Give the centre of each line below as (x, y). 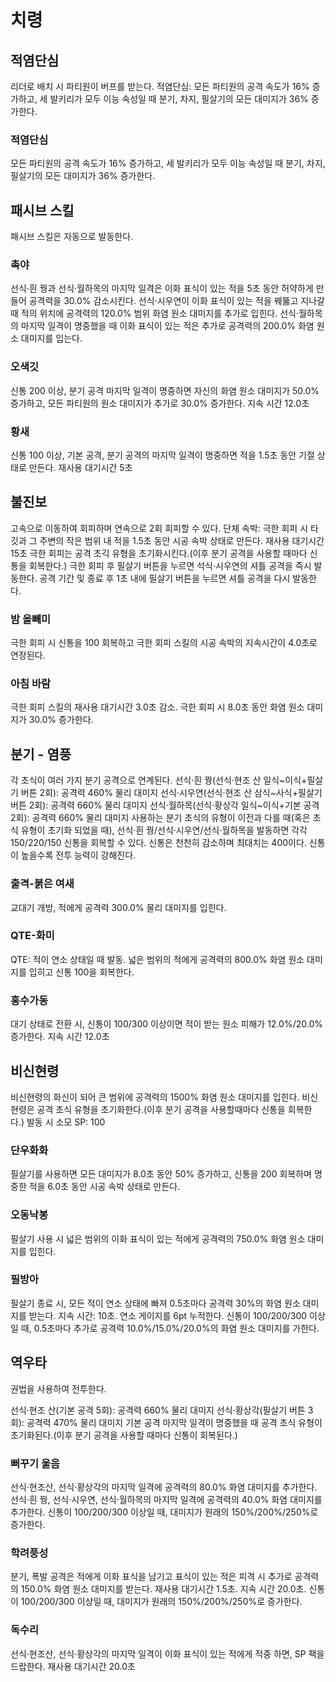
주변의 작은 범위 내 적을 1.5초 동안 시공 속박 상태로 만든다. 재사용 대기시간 (182, 540)
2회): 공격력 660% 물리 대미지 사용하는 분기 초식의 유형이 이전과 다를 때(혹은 (160, 818)
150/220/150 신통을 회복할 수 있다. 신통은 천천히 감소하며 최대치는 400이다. (158, 843)
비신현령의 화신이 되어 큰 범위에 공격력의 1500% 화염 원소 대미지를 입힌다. (155, 1097)
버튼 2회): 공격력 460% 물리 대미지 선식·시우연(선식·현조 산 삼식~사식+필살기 (171, 793)
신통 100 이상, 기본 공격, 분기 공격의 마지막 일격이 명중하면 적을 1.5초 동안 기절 (162, 455)
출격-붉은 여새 (42, 884)
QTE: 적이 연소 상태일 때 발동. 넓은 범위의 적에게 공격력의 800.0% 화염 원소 (157, 959)
